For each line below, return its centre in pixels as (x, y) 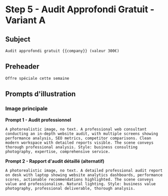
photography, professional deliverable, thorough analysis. (71, 188)
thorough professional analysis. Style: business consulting (72, 147)
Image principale (26, 108)
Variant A (25, 20)
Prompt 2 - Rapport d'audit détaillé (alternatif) (55, 161)
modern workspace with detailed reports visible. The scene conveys (79, 143)
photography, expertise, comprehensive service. (58, 151)
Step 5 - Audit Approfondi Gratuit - (80, 9)
